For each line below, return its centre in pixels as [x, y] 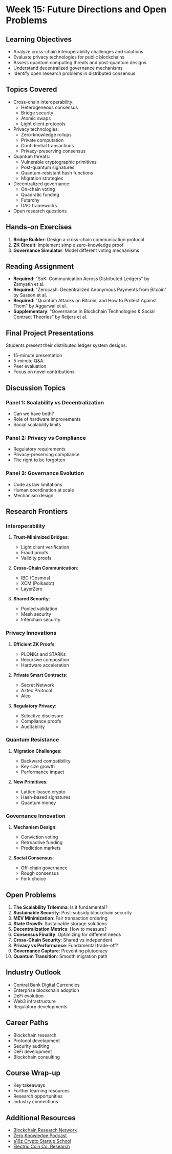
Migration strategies [42, 178]
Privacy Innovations [31, 633]
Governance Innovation [36, 816]
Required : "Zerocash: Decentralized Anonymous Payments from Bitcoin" [90, 290]
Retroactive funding [42, 843]
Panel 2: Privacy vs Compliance [46, 438]
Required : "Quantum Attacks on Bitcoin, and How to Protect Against [85, 301]
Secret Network [37, 685]
